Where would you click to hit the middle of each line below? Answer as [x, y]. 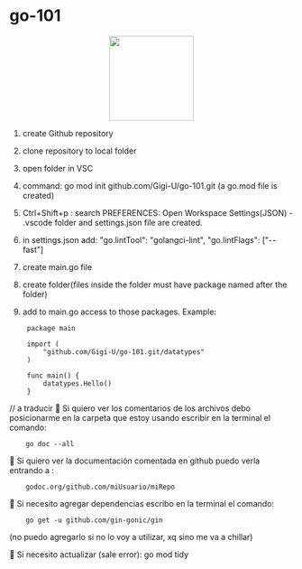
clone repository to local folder [79, 151]
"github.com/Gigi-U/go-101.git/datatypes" [124, 352]
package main [51, 328]
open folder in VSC [58, 168]
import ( [43, 344]
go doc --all [50, 443]
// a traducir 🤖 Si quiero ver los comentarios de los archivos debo [130, 408]
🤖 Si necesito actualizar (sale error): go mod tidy [99, 554]
